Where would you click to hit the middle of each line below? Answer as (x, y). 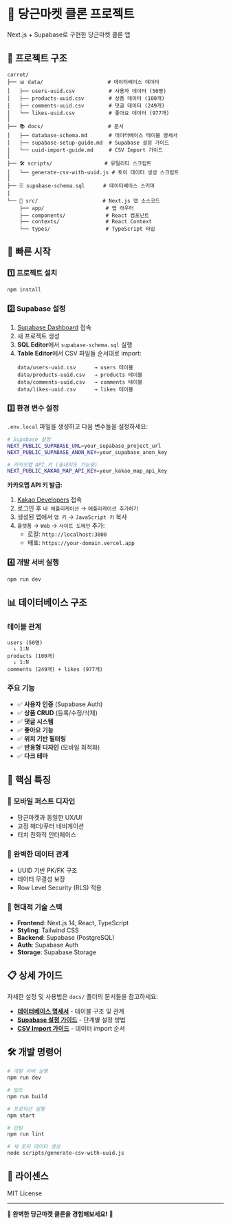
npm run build (27, 1096)
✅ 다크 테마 (32, 756)
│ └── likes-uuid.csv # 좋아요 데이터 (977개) (88, 113)
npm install (24, 290)
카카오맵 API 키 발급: (35, 485)
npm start (21, 1115)
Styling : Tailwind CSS (48, 930)
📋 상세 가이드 (35, 976)
